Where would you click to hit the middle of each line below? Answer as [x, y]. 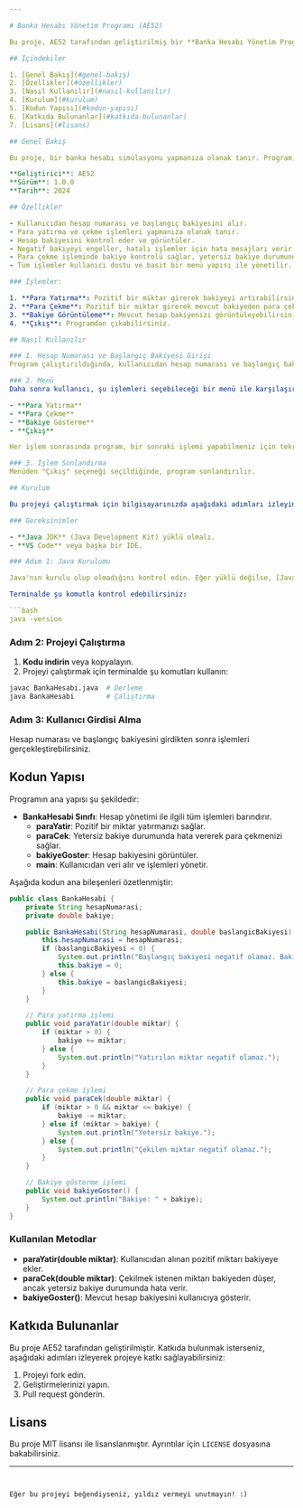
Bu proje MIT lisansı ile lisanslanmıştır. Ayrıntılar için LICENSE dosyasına [140, 1444]
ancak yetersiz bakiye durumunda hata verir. [105, 1287]
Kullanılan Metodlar [53, 1239]
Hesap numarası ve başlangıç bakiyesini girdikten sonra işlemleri [129, 740]
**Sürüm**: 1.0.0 [42, 183]
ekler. [32, 1268]
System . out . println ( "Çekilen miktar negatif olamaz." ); [165, 1149]
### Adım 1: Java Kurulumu [60, 561]
